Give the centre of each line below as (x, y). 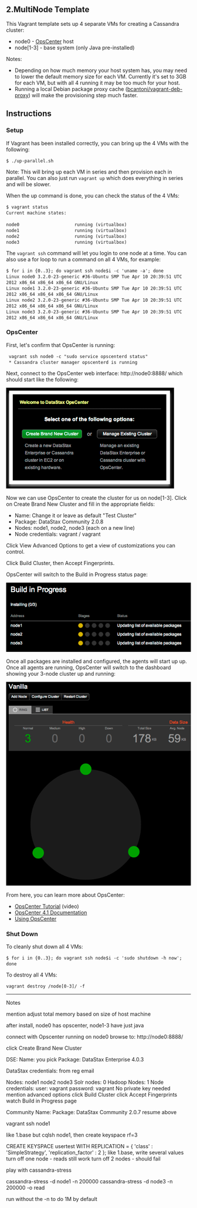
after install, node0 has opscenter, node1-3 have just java (75, 1026)
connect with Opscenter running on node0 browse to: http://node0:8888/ (95, 1037)
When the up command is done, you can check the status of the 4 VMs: (93, 195)
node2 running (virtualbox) (67, 236)
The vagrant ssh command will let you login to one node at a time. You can (96, 253)
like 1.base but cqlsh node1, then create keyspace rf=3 (72, 1135)
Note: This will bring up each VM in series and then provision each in (89, 172)
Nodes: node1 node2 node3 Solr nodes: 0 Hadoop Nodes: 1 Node (85, 1082)
